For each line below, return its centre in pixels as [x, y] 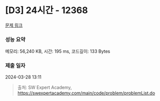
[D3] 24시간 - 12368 [47, 10]
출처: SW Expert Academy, [44, 87]
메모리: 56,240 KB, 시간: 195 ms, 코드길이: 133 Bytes [58, 51]
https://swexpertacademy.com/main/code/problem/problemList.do [86, 93]
